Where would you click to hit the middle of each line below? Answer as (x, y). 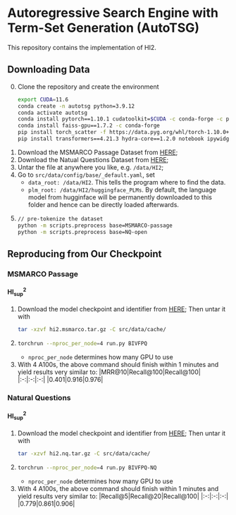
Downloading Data (49, 69)
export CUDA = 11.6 (43, 99)
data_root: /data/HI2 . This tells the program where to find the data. (127, 182)
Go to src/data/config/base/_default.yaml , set (86, 175)
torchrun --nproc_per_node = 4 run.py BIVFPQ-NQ (87, 467)
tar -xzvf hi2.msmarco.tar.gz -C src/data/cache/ (92, 330)
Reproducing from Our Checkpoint (85, 254)
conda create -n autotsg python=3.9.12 (76, 106)
